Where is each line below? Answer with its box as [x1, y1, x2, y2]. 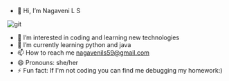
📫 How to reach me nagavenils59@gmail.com [17, 48, 150, 57]
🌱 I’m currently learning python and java [17, 41, 131, 48]
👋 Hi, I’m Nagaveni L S [17, 7, 81, 15]
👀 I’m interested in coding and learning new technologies [17, 33, 180, 42]
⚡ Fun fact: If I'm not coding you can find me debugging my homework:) [17, 66, 223, 74]
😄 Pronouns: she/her [17, 59, 78, 66]
